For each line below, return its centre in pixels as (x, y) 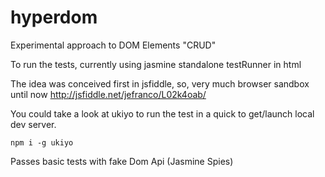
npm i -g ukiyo (42, 142)
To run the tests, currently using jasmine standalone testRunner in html (156, 64)
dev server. (33, 124)
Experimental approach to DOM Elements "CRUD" (113, 45)
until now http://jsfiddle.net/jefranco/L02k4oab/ (108, 94)
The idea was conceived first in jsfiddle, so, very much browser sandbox (160, 83)
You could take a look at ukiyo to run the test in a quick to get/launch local (162, 113)
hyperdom (54, 17)
